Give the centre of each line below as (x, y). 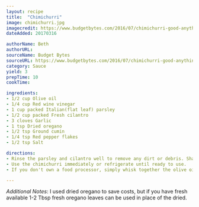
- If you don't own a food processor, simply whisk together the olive (96, 170)
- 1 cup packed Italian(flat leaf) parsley (61, 110)
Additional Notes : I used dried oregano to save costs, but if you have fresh (97, 192)
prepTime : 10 (22, 77)
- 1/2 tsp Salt (25, 143)
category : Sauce (26, 66)
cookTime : (18, 83)
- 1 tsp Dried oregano (34, 126)
